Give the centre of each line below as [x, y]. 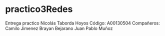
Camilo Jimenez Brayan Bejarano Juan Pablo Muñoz [59, 28]
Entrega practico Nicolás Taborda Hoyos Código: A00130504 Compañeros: [82, 23]
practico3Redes [39, 9]
